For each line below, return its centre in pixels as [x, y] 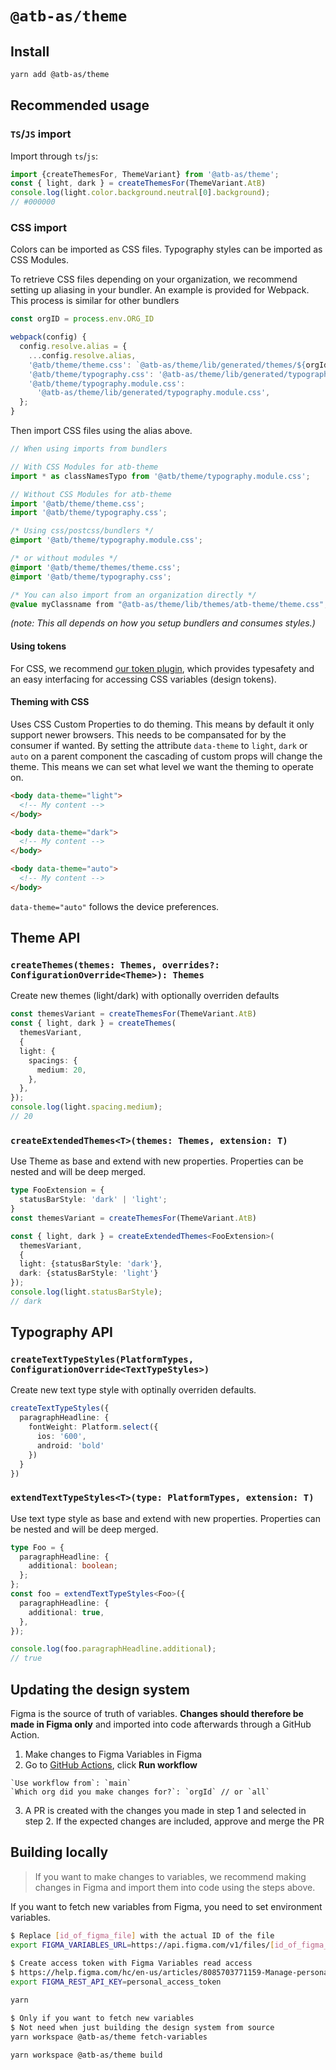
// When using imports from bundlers [89, 449]
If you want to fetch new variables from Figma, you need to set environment [166, 1906]
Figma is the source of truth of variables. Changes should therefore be [157, 1714]
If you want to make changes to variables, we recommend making [170, 1876]
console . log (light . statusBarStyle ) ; [86, 1292]
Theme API [45, 938]
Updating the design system [100, 1689]
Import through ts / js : [54, 156]
